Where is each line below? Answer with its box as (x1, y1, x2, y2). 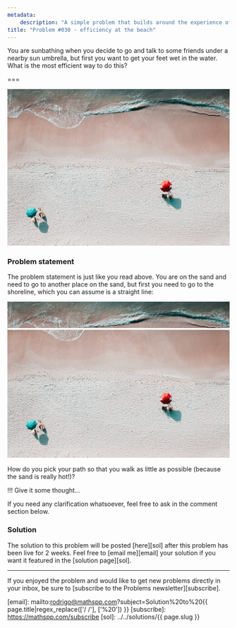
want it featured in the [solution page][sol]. (7, 556, 132, 564)
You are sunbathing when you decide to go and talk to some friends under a (7, 47, 229, 55)
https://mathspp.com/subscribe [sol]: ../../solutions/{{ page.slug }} (7, 612, 200, 621)
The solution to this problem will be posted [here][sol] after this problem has (7, 541, 229, 550)
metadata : (7, 11, 37, 18)
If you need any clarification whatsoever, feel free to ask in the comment (7, 500, 217, 508)
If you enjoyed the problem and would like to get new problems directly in (7, 576, 221, 585)
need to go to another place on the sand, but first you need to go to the (7, 280, 214, 289)
